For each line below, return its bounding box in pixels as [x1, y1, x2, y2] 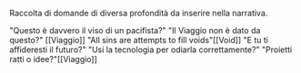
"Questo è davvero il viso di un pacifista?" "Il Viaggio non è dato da [9, 25, 261, 35]
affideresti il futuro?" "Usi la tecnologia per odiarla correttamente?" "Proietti [9, 44, 293, 55]
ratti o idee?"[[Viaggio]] [9, 54, 98, 64]
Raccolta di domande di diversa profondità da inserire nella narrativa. [9, 8, 268, 18]
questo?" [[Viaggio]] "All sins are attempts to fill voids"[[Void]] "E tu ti [9, 35, 268, 45]
